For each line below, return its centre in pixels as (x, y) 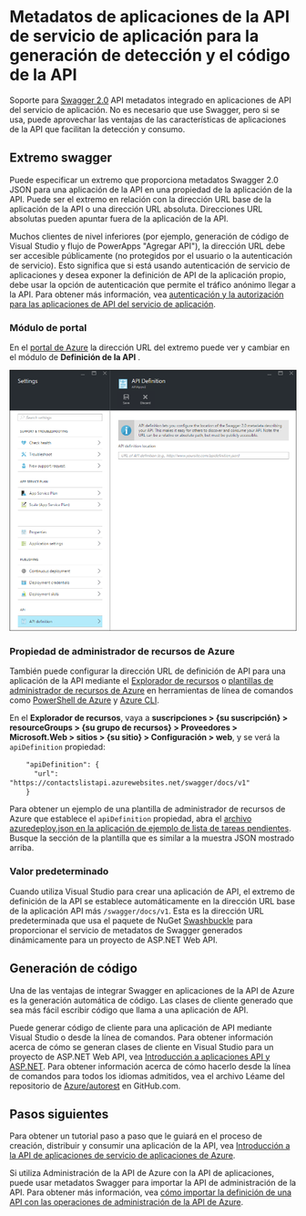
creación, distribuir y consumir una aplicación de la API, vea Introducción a (150, 1146)
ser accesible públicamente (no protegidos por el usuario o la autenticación (151, 255)
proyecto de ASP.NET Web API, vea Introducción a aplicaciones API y (140, 1056)
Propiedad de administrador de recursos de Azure (122, 652)
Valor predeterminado (59, 871)
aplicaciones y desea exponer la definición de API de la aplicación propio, (148, 274)
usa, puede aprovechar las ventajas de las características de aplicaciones (148, 119)
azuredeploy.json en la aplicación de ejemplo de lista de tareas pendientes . (150, 829)
